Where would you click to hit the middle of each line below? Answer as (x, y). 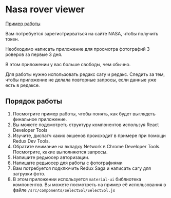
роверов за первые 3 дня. (34, 54)
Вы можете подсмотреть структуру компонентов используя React (86, 125)
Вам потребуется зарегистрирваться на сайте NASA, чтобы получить (82, 33)
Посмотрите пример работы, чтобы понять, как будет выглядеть (84, 113)
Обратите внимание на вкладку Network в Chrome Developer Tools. (87, 146)
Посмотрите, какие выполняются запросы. (60, 152)
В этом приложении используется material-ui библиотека (77, 179)
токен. (12, 39)
